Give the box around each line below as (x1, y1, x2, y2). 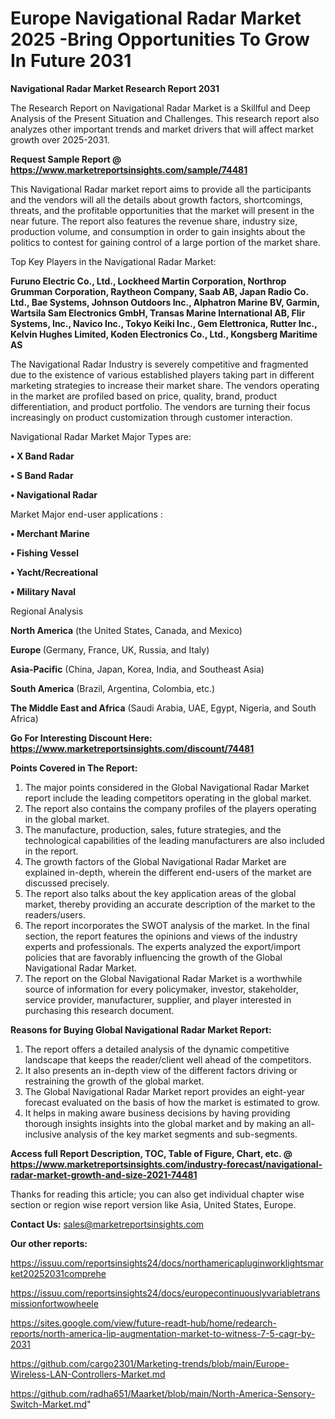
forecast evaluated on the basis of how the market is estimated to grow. (24, 1096, 320, 1108)
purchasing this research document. (24, 1004, 175, 1016)
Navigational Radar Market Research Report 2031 (10, 82, 220, 94)
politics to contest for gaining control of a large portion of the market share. (10, 236, 321, 248)
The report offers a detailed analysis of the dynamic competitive (24, 1043, 290, 1055)
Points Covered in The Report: (10, 762, 138, 774)
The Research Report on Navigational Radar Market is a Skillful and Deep (10, 102, 311, 114)
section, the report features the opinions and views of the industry (24, 930, 298, 942)
